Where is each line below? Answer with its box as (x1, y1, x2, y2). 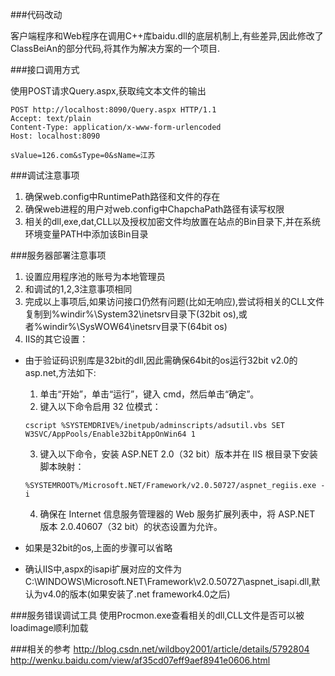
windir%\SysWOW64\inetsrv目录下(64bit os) (42, 321, 228, 332)
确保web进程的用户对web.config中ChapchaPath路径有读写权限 (24, 203, 285, 215)
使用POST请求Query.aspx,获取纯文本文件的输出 (10, 85, 207, 97)
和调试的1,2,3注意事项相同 (24, 283, 133, 295)
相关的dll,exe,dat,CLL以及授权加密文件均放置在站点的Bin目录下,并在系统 (24, 216, 321, 227)
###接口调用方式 (10, 64, 80, 75)
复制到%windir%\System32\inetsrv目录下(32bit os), (24, 308, 239, 320)
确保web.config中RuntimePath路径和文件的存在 (24, 191, 221, 202)
